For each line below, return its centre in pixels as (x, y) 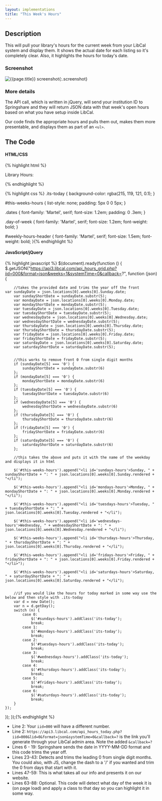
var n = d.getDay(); (34, 606)
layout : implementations (30, 9)
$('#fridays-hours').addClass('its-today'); (76, 682)
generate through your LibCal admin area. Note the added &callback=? (82, 742)
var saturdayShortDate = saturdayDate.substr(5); (65, 347)
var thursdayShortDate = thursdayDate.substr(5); (65, 330)
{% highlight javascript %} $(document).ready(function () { (64, 263)
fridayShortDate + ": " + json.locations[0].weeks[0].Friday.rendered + (80, 559)
